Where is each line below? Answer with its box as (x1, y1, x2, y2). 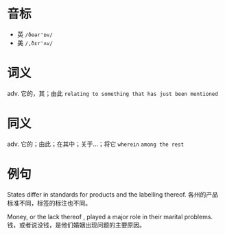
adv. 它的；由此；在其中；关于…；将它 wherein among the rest (7, 140, 185, 148)
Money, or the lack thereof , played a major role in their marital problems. (7, 212, 213, 221)
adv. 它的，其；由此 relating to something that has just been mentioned (7, 89, 218, 97)
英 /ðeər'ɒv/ (16, 30, 54, 38)
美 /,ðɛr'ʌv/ (16, 38, 54, 47)
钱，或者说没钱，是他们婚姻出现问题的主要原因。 (7, 221, 145, 229)
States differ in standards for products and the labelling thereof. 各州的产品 (7, 190, 218, 199)
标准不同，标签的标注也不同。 (7, 199, 91, 207)
